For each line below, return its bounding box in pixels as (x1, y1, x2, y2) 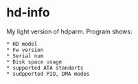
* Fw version (6, 46, 44, 53)
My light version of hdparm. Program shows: (6, 27, 133, 36)
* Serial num (6, 53, 44, 59)
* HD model (6, 40, 38, 47)
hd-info (6, 5, 50, 20)
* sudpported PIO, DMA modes (6, 70, 90, 77)
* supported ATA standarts (6, 64, 84, 71)
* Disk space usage (6, 58, 62, 66)
